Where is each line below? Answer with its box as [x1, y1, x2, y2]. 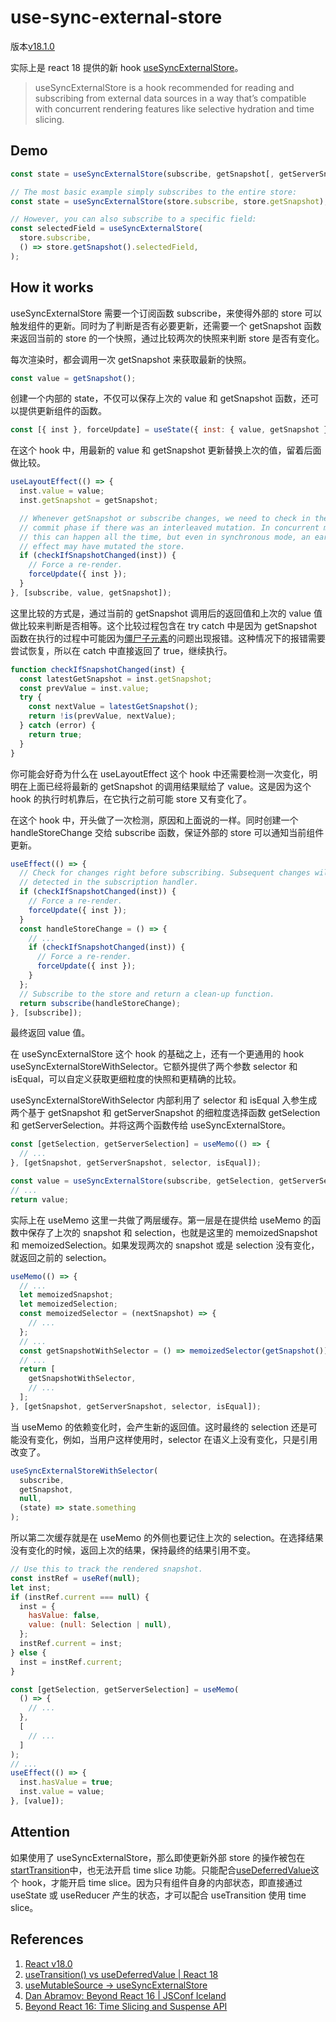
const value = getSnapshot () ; [10, 373, 137, 383]
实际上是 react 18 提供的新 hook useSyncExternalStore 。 [10, 61, 244, 73]
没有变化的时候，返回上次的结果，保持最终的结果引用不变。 [10, 1544, 256, 1556]
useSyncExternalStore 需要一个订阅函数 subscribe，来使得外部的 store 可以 [10, 307, 323, 319]
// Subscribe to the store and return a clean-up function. [19, 989, 275, 999]
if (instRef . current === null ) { [10, 1592, 150, 1602]
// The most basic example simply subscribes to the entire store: [10, 187, 298, 197]
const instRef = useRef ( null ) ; [10, 1573, 141, 1583]
